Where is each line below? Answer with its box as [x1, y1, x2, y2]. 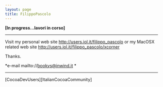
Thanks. [5, 53, 21, 59]
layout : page [5, 7, 32, 12]
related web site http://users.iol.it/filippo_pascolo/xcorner [5, 44, 120, 50]
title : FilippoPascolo [5, 12, 51, 16]
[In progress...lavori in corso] [5, 25, 65, 30]
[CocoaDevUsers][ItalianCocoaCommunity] [5, 76, 92, 82]
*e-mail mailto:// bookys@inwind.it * [5, 62, 77, 68]
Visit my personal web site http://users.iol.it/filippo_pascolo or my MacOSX [5, 39, 155, 44]
